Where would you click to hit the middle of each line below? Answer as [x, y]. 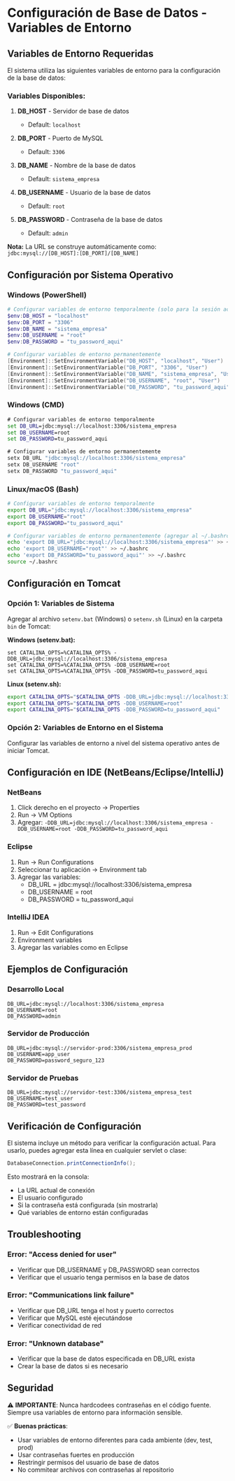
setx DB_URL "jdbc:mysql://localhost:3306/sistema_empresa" [97, 458]
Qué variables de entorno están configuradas [83, 1212]
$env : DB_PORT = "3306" [40, 322]
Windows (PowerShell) [47, 295]
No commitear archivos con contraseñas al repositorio [95, 1469]
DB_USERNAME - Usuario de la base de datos [84, 192]
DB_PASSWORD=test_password [47, 1105]
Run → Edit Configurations [55, 932]
